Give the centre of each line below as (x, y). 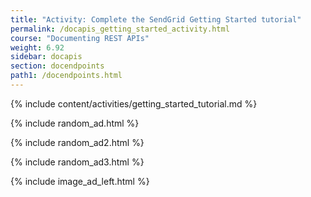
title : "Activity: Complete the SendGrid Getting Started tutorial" (156, 19)
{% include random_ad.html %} (75, 123)
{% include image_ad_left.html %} (80, 181)
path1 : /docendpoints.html (66, 76)
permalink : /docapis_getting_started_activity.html (120, 29)
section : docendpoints (57, 66)
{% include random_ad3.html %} (77, 162)
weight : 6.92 (37, 47)
